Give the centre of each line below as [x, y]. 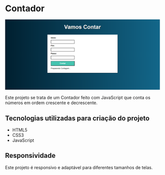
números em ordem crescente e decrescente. [51, 103]
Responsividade [30, 156]
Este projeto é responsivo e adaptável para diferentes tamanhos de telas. [79, 167]
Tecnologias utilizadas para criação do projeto [77, 118]
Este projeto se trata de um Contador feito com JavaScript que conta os [78, 98]
